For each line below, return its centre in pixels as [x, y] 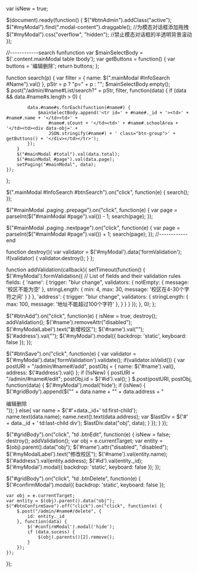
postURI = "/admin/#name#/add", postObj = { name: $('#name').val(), [91, 366]
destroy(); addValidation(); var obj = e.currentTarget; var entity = [85, 441]
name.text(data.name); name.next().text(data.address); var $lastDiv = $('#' [97, 417]
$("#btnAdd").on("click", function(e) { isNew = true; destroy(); [82, 316]
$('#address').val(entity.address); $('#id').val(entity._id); [74, 461]
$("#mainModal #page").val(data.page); [66, 159]
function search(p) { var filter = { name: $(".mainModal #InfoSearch [88, 78]
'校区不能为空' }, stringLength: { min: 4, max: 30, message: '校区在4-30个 [95, 289]
